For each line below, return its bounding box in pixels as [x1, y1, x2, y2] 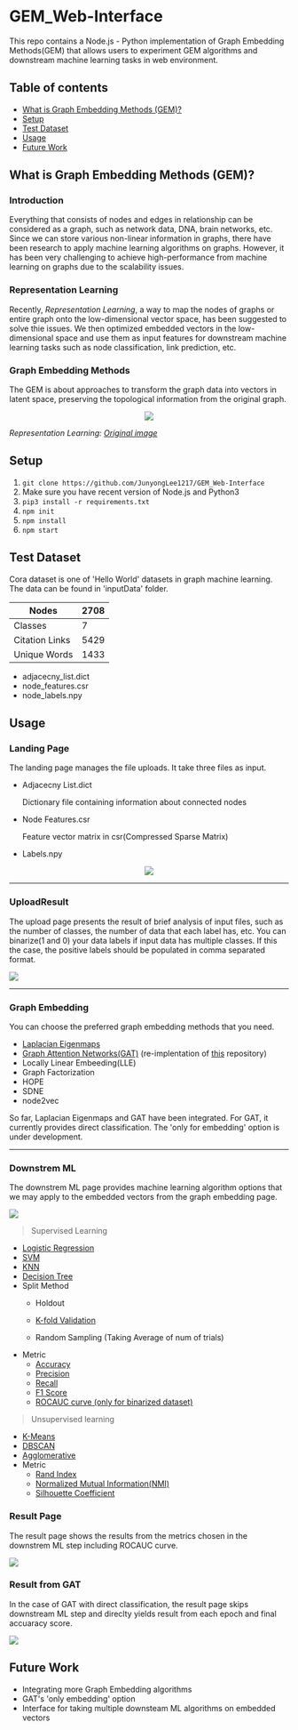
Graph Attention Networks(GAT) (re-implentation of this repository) [21, 1048, 268, 1058]
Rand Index [35, 1469, 77, 1480]
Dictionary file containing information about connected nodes [21, 797, 247, 808]
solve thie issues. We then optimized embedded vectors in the [9, 323, 237, 334]
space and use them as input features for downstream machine [55, 332, 286, 343]
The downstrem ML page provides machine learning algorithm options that [9, 1182, 283, 1193]
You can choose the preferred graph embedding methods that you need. [9, 1021, 275, 1032]
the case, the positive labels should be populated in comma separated [9, 945, 266, 955]
